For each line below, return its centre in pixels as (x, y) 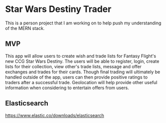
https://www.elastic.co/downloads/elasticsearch (55, 115)
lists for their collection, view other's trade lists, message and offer (73, 66)
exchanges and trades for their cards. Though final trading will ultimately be (83, 72)
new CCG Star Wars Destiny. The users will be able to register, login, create (82, 61)
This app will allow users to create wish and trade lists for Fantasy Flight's (81, 56)
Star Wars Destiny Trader (58, 9)
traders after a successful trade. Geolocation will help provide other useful (81, 82)
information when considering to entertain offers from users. (67, 88)
